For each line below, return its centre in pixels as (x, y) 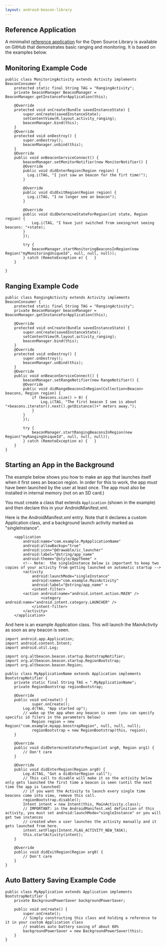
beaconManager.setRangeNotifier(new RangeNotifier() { (81, 380)
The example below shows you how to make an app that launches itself (78, 477)
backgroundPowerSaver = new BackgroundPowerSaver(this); (83, 931)
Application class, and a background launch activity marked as (69, 522)
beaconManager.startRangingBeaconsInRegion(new (82, 432)
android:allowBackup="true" (52, 546)
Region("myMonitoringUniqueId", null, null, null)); (61, 254)
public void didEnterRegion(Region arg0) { (60, 769)
